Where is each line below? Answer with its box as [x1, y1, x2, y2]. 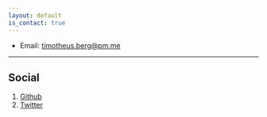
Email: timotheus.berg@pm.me [19, 40, 121, 50]
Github [19, 92, 42, 101]
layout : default [8, 11, 62, 20]
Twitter [19, 100, 44, 110]
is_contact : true [8, 19, 66, 27]
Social [8, 70, 40, 84]
